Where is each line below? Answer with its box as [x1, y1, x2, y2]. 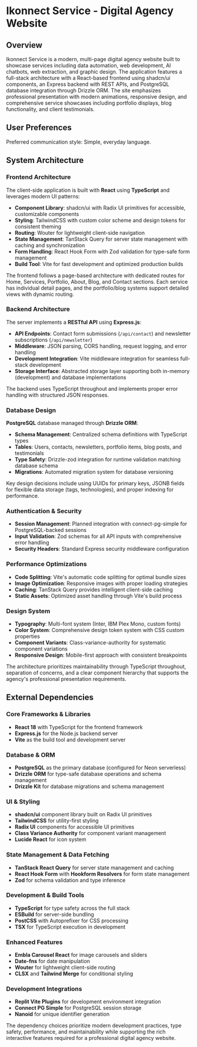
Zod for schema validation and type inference [14, 876, 126, 883]
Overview [6, 40, 43, 50]
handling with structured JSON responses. [6, 391, 109, 398]
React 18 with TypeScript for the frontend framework [14, 723, 143, 730]
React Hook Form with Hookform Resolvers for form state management [14, 870, 190, 878]
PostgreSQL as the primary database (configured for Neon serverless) [14, 764, 186, 771]
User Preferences [6, 122, 72, 133]
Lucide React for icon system [14, 836, 86, 843]
